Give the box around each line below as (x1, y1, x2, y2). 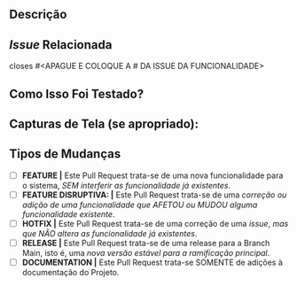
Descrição (9, 7, 67, 22)
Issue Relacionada (9, 37, 113, 52)
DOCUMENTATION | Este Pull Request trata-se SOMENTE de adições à (21, 257, 284, 268)
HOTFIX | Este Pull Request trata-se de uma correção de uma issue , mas (21, 218, 289, 228)
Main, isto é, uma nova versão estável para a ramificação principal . (21, 248, 270, 259)
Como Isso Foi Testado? (9, 86, 145, 101)
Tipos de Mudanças (9, 146, 121, 162)
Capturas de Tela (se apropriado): (9, 116, 199, 131)
